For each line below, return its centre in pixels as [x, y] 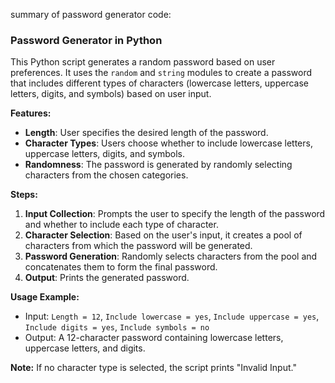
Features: [31, 113]
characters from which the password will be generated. [138, 246]
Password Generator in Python [86, 40]
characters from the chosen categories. [106, 175]
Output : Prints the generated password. [107, 278]
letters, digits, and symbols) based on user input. [111, 94]
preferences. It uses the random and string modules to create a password [161, 73]
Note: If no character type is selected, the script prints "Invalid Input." [153, 368]
